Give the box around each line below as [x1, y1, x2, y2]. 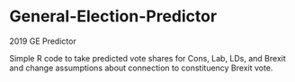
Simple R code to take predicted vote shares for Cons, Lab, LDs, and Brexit [9, 53, 286, 63]
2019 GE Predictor [9, 36, 76, 46]
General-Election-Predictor [9, 6, 218, 27]
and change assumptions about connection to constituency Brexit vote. [9, 62, 273, 73]
